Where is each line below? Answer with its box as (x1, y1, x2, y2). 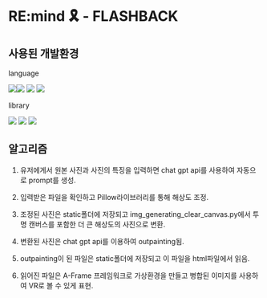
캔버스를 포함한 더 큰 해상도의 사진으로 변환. (28, 219, 166, 229)
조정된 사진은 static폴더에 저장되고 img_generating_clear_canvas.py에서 (19, 209, 251, 218)
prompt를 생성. (28, 175, 76, 185)
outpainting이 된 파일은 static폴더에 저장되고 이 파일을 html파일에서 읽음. (19, 253, 250, 263)
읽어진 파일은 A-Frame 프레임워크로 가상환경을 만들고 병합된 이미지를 (19, 271, 238, 280)
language (8, 68, 39, 78)
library (8, 100, 30, 110)
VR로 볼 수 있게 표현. (28, 280, 94, 290)
